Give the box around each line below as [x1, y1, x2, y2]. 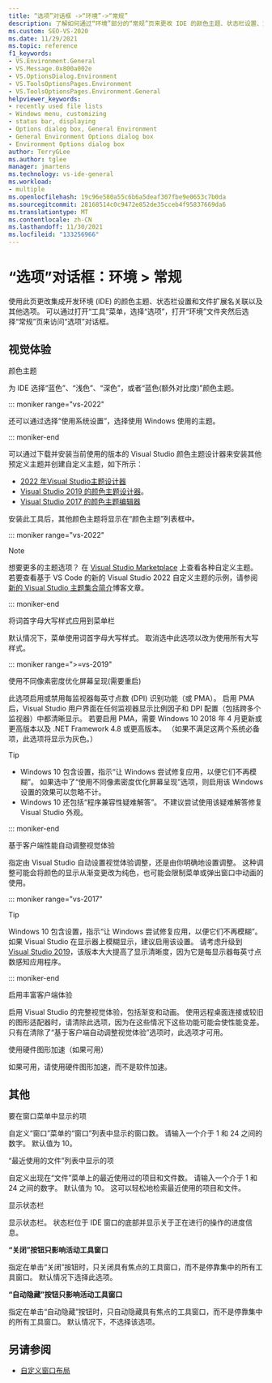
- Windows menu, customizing [8, 110, 107, 118]
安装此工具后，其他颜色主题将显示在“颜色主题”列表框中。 [8, 513, 200, 523]
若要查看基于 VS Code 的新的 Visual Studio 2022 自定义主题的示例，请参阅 [8, 573, 258, 582]
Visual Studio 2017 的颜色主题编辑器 [19, 496, 141, 506]
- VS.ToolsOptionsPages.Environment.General [8, 87, 161, 96]
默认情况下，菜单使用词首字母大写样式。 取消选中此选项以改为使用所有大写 [8, 633, 259, 642]
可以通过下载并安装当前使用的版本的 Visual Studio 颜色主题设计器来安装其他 [8, 449, 261, 458]
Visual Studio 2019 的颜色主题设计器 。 [19, 486, 148, 496]
